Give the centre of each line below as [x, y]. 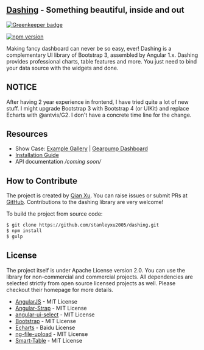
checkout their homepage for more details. [60, 290]
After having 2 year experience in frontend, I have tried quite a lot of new [97, 102]
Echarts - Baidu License [45, 327]
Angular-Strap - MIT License [51, 308]
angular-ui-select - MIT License [55, 315]
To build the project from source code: [55, 214]
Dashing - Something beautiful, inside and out [95, 10]
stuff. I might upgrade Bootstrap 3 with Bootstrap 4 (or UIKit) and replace [98, 108]
